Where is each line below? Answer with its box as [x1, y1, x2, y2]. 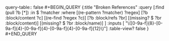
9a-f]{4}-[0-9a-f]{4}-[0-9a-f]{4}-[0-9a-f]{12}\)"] [5, 25, 108, 31]
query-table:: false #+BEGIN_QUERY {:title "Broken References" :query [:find [5, 4, 164, 10]
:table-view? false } [108, 25, 149, 31]
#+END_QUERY [5, 31, 37, 36]
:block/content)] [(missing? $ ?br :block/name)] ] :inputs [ [5, 20, 125, 26]
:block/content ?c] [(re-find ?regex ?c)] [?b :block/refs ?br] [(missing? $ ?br [5, 15, 162, 20]
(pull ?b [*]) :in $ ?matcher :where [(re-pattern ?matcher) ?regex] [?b [5, 9, 148, 15]
